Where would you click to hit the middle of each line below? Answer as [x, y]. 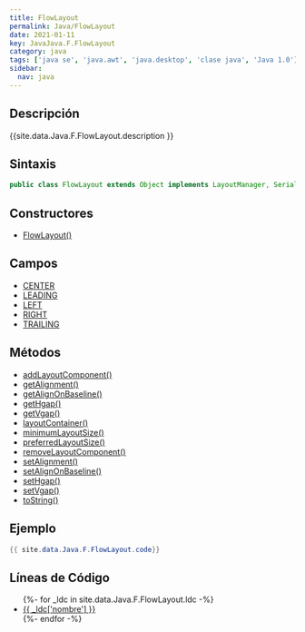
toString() [40, 499]
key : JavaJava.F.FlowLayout [63, 43]
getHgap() [42, 403]
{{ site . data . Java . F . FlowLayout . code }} [85, 549]
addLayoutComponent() [67, 374]
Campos [34, 264]
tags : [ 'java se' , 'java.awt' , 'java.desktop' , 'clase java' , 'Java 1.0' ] [154, 60]
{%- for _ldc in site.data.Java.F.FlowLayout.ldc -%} [118, 599]
